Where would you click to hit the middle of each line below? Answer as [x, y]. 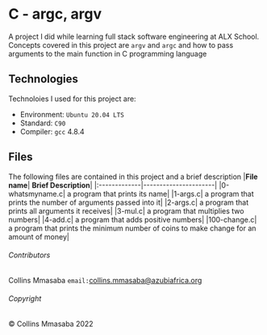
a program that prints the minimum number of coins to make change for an [132, 228]
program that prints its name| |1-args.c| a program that [163, 193]
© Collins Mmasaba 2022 [51, 324]
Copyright [25, 299]
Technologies [44, 79]
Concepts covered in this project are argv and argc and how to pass [121, 45]
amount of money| [39, 236]
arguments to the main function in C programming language [108, 53]
